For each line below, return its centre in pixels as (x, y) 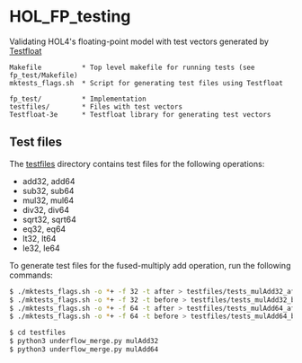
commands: (31, 275)
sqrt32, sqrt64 (49, 219)
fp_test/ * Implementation (78, 99)
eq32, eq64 (44, 229)
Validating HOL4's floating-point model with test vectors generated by (139, 41)
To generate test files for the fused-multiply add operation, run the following (150, 265)
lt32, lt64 (39, 238)
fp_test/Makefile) (44, 75)
